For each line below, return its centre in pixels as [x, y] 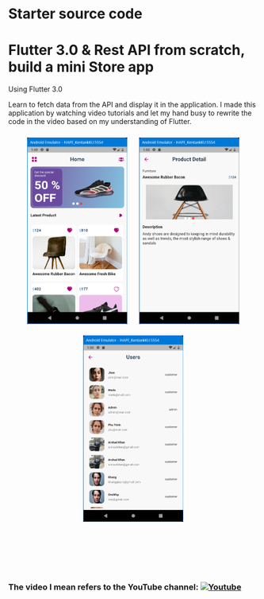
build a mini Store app [81, 67]
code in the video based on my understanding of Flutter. [100, 122]
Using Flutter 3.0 [36, 89]
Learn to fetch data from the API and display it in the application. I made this [132, 105]
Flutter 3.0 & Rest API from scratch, [126, 51]
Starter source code [75, 14]
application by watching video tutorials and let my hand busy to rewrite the [130, 113]
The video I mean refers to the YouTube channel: [103, 587]
